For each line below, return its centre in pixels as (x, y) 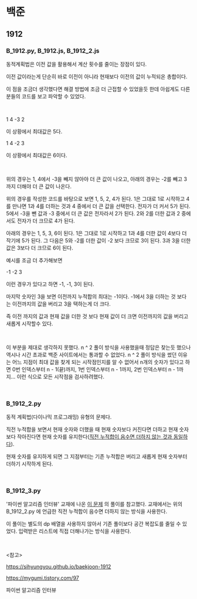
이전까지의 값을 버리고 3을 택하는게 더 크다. (61, 304)
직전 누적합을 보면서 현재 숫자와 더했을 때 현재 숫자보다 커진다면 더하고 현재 (92, 429)
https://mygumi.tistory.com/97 (43, 578)
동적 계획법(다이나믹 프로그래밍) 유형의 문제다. (59, 417)
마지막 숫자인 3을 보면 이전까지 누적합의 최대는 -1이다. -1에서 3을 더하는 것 (91, 296)
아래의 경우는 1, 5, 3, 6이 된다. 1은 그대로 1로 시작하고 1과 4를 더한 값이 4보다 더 (96, 233)
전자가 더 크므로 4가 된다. (46, 221)
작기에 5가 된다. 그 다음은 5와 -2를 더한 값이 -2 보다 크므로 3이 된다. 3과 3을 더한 (98, 240)
